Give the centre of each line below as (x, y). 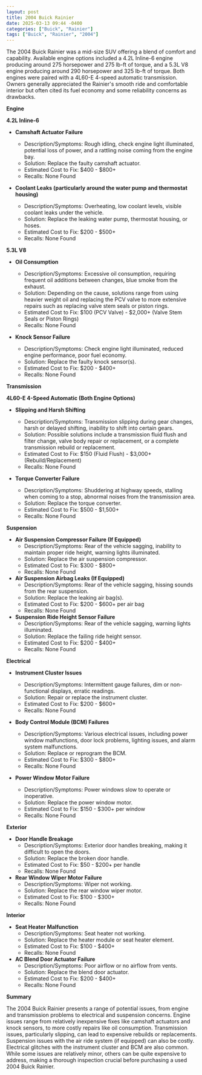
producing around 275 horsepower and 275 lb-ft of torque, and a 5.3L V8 (97, 65)
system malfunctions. (51, 747)
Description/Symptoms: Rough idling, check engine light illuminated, (109, 144)
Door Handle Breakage (44, 839)
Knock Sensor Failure (43, 337)
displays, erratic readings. (83, 691)
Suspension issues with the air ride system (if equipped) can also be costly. (100, 1041)
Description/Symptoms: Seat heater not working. (85, 934)
